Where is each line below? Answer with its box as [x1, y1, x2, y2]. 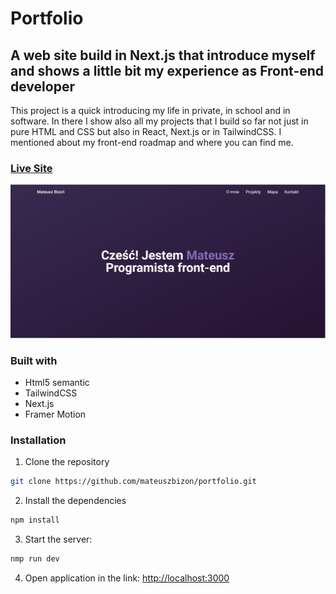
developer [10, 78, 75, 95]
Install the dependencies [24, 495, 127, 507]
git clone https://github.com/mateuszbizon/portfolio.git [10, 477, 257, 487]
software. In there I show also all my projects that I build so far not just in [10, 115, 309, 127]
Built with [10, 353, 58, 367]
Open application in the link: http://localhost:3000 [24, 572, 230, 584]
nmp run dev [10, 554, 60, 564]
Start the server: [24, 533, 93, 546]
